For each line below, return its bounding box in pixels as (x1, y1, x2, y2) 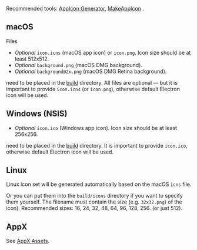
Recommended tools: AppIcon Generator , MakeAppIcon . (6, 5, 144, 12)
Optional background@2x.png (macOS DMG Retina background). (14, 68, 167, 75)
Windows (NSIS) (6, 109, 68, 119)
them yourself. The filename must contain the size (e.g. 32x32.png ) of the (6, 198, 182, 205)
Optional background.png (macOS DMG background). (14, 61, 143, 68)
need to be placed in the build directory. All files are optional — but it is (6, 79, 178, 86)
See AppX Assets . (6, 238, 50, 245)
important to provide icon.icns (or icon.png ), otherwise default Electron (6, 85, 181, 92)
